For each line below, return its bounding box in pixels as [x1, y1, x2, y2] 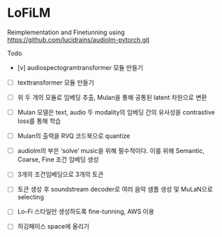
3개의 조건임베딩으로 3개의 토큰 [17, 170, 104, 179]
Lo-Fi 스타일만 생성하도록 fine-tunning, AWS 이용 [17, 208, 155, 216]
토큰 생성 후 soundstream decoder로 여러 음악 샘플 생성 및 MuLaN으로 [17, 185, 213, 194]
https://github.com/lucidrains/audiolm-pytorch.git [7, 35, 150, 43]
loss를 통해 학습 [17, 117, 61, 125]
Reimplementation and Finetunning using [7, 28, 125, 36]
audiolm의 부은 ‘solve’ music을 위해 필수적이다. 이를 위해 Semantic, [17, 147, 205, 155]
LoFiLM [7, 5, 51, 21]
